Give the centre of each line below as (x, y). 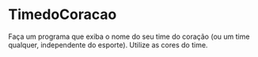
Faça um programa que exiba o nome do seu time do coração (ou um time (129, 36)
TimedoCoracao (63, 15)
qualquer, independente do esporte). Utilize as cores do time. (108, 44)
